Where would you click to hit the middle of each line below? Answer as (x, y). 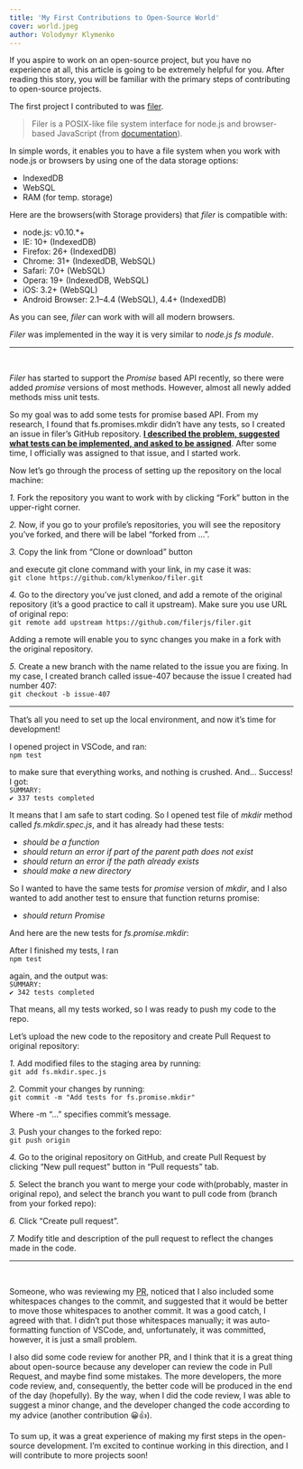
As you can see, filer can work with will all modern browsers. (122, 317)
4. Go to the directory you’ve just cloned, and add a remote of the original (146, 595)
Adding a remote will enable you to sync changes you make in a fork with (145, 640)
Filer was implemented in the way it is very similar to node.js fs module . (142, 334)
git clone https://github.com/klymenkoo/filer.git (106, 578)
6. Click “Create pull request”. (64, 1221)
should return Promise (64, 916)
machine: (27, 481)
